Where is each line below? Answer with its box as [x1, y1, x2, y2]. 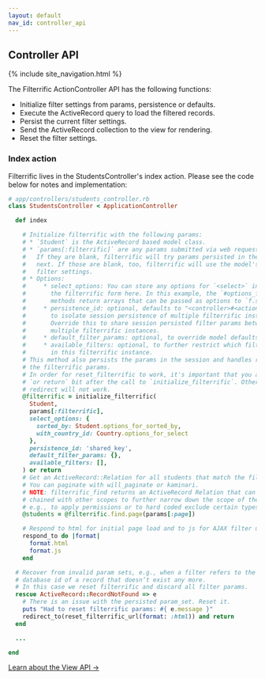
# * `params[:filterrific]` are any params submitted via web [22, 245, 231, 253]
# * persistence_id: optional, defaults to [22, 304, 181, 313]
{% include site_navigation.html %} [8, 69, 122, 79]
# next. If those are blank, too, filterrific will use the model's [22, 260, 259, 268]
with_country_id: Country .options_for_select [36, 429, 189, 438]
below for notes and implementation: [8, 180, 128, 189]
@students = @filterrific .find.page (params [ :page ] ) [22, 510, 196, 518]
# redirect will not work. [22, 385, 111, 393]
